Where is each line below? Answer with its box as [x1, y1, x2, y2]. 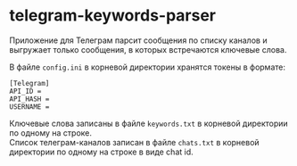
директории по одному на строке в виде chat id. [9, 146, 194, 157]
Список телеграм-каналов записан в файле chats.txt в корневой [9, 137, 260, 147]
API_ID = [9, 87, 42, 95]
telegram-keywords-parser [9, 5, 217, 26]
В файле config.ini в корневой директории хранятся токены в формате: [9, 62, 285, 72]
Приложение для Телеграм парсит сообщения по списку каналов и [9, 35, 268, 46]
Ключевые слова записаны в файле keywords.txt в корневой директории [9, 118, 288, 129]
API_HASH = [9, 95, 50, 104]
